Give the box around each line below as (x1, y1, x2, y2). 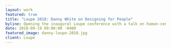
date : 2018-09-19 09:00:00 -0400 (5, 26, 76, 31)
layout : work (5, 7, 33, 12)
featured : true (5, 12, 38, 17)
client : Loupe (5, 35, 36, 40)
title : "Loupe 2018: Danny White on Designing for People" (5, 16, 133, 21)
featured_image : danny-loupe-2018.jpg (5, 30, 88, 35)
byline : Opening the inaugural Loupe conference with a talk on (5, 21, 145, 26)
